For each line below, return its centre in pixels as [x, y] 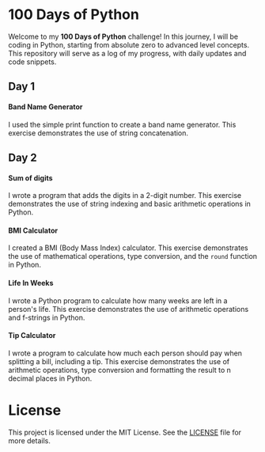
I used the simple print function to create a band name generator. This [122, 124]
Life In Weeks [31, 283]
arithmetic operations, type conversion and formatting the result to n [120, 370]
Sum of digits [30, 178]
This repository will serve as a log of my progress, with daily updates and [127, 53]
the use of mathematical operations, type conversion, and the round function [133, 256]
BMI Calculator [33, 230]
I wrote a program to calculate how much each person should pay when [125, 353]
